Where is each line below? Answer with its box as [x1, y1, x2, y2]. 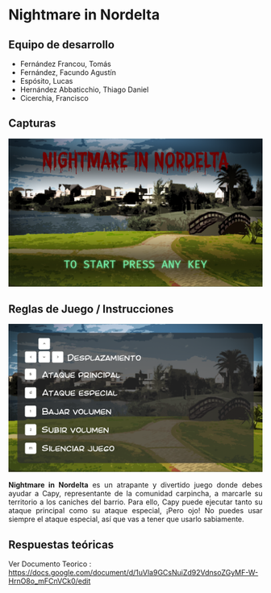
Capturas [8, 117, 56, 131]
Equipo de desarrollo [8, 38, 115, 52]
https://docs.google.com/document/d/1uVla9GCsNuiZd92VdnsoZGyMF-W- [8, 568, 259, 578]
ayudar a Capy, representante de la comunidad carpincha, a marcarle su [8, 489, 263, 499]
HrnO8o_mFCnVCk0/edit [8, 576, 91, 586]
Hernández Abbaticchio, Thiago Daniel [19, 85, 149, 94]
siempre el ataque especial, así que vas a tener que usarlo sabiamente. [8, 514, 244, 525]
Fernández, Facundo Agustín [19, 68, 117, 77]
